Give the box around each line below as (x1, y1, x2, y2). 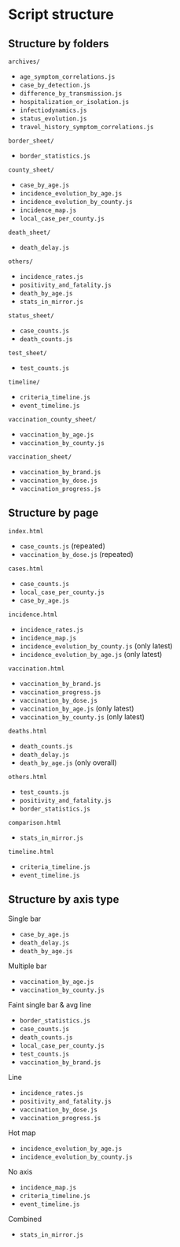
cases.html (8, 565, 44, 573)
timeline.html (8, 848, 55, 855)
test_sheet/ (8, 349, 47, 357)
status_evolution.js (19, 115, 87, 123)
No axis (8, 1167, 33, 1176)
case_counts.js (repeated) (19, 541, 106, 551)
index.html (8, 527, 44, 535)
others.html (8, 773, 47, 781)
